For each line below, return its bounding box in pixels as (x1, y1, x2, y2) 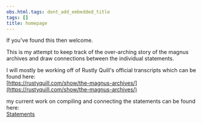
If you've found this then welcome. (6, 37, 93, 44)
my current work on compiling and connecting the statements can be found (6, 98, 196, 105)
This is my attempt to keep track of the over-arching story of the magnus (6, 48, 189, 56)
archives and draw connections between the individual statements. (6, 55, 175, 62)
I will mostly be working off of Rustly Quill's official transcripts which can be (6, 67, 197, 74)
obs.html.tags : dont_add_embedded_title (6, 8, 111, 15)
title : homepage (6, 20, 47, 26)
